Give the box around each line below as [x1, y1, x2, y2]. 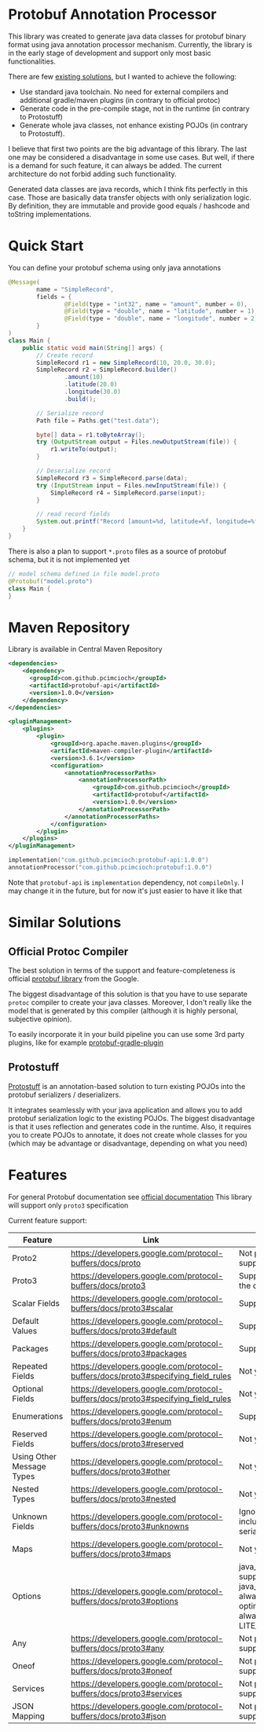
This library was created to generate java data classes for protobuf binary [8, 31, 247, 41]
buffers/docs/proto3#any [70, 1642, 165, 1653]
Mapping [12, 1710, 46, 1721]
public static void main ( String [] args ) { [22, 344, 163, 351]
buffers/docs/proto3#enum [70, 1415, 172, 1426]
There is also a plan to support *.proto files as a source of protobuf [8, 546, 227, 556]
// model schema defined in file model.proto [8, 570, 159, 578]
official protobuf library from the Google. [8, 973, 139, 984]
